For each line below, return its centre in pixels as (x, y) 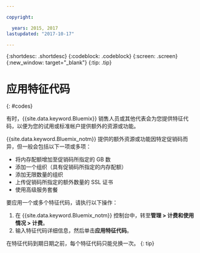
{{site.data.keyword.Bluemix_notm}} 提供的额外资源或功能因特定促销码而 (97, 139)
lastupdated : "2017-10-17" (40, 34)
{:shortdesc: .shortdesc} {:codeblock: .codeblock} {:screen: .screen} (92, 56)
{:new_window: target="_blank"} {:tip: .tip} (59, 63)
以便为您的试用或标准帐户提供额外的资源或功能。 (78, 126)
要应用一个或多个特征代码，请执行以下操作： (62, 203)
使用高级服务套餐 (36, 190)
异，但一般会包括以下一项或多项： (49, 146)
